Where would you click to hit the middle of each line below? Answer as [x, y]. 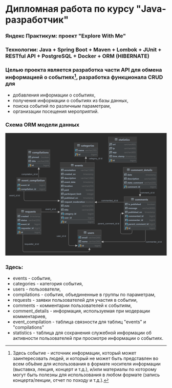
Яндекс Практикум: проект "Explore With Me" [66, 36]
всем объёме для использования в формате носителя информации [87, 364]
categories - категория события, [48, 284]
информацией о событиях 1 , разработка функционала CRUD [84, 77]
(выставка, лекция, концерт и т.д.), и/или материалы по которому [85, 370]
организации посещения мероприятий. [56, 111]
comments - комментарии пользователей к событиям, [72, 305]
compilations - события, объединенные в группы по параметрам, [84, 295]
